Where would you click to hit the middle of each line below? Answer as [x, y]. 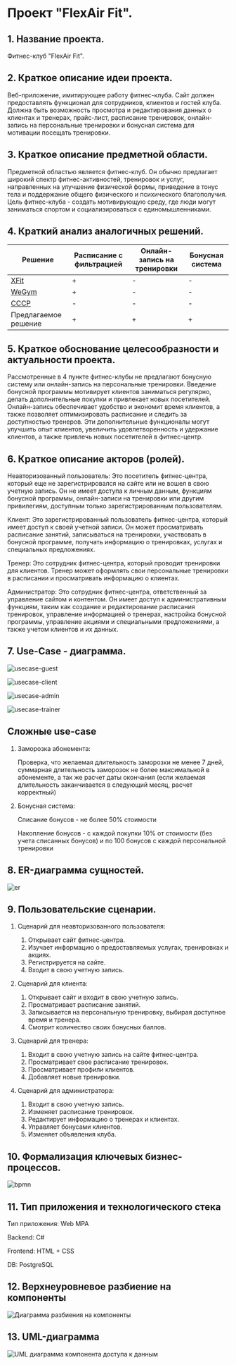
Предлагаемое [36, 315]
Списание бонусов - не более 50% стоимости [87, 819]
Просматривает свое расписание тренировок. [98, 1062]
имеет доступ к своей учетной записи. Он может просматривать [105, 527]
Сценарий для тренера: [53, 1041]
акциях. [39, 955]
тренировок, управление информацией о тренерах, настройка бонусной [117, 614]
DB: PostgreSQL [31, 1264]
